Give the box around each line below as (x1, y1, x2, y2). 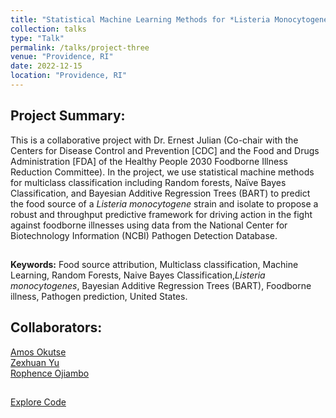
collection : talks (10, 24, 87, 34)
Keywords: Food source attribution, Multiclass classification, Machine (10, 259, 299, 271)
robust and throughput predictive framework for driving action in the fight (10, 208, 313, 220)
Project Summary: (10, 107, 126, 125)
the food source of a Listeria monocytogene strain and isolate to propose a (10, 197, 319, 210)
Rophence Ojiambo (10, 367, 90, 379)
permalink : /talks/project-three (10, 42, 150, 53)
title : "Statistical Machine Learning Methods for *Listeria (10, 14, 271, 25)
